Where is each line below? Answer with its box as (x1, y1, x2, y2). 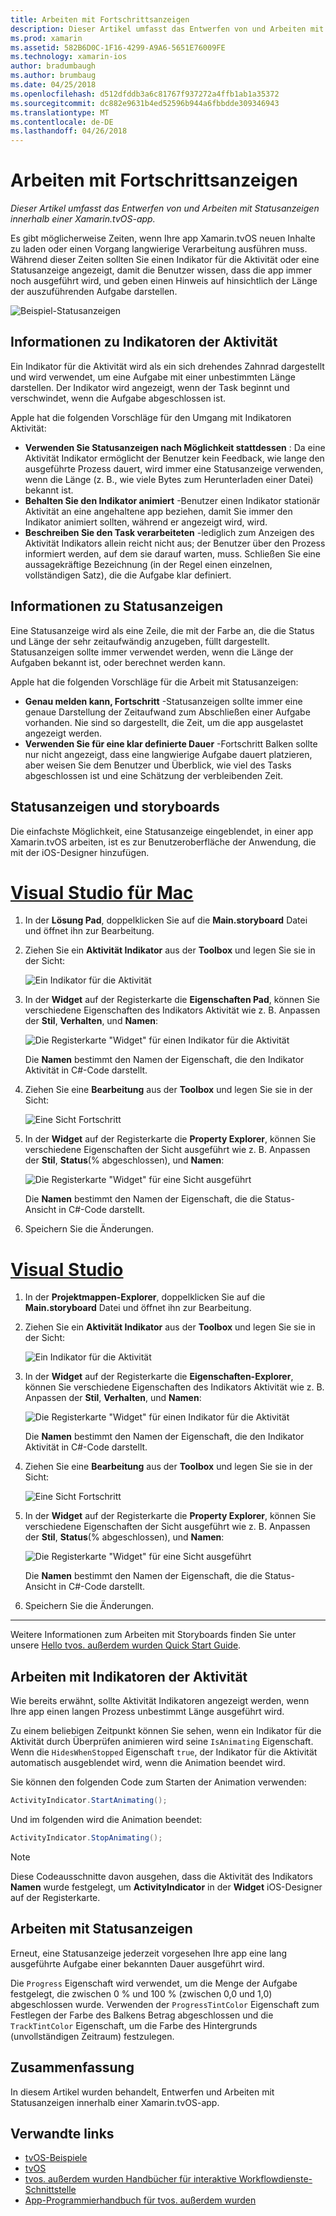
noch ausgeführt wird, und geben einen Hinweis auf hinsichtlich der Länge (10, 275, 318, 287)
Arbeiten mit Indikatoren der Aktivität (10, 1668, 248, 1685)
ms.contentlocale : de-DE (10, 117, 114, 127)
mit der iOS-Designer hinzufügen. (10, 846, 150, 858)
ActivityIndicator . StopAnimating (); (10, 1833, 163, 1843)
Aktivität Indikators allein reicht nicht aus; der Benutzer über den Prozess (24, 537, 326, 549)
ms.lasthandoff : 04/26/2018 (10, 126, 128, 136)
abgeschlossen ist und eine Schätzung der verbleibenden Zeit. (24, 769, 283, 781)
